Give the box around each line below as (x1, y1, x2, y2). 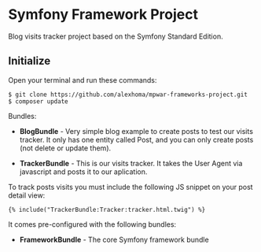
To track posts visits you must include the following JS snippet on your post (8, 182, 253, 191)
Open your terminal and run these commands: (8, 75, 157, 84)
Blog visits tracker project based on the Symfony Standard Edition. (8, 31, 223, 41)
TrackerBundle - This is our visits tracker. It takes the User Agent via (19, 158, 243, 168)
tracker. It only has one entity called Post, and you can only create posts (19, 135, 254, 144)
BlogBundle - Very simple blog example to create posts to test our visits (19, 126, 254, 135)
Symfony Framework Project (8, 6, 199, 24)
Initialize (8, 54, 51, 68)
